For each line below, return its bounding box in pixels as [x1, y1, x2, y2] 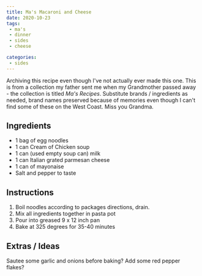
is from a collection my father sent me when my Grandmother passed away [6, 83, 196, 91]
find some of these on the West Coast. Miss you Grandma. [6, 102, 154, 110]
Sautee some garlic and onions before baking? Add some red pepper [6, 257, 181, 264]
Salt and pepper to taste [15, 169, 77, 177]
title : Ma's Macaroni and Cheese [6, 9, 92, 15]
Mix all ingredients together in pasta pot [15, 210, 116, 218]
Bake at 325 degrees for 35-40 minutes [15, 223, 115, 231]
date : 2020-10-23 [6, 15, 51, 21]
